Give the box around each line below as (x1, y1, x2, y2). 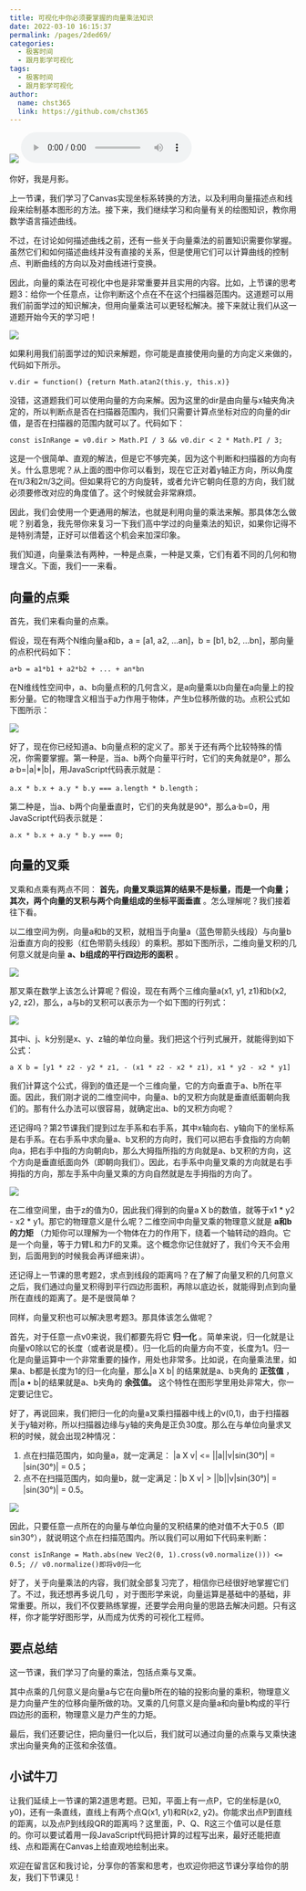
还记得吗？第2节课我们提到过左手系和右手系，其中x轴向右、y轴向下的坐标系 (9, 1122, 295, 1133)
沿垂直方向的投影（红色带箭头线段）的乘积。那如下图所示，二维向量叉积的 (9, 937, 289, 948)
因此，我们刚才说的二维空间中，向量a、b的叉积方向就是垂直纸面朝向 (25, 1091, 282, 1102)
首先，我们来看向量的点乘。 (9, 615, 114, 626)
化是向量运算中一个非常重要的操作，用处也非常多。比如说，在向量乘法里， (9, 1353, 289, 1365)
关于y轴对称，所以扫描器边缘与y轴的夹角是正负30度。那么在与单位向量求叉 (9, 1419, 292, 1430)
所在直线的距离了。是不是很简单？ (9, 1292, 138, 1303)
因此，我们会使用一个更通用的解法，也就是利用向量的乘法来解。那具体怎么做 (9, 507, 297, 518)
